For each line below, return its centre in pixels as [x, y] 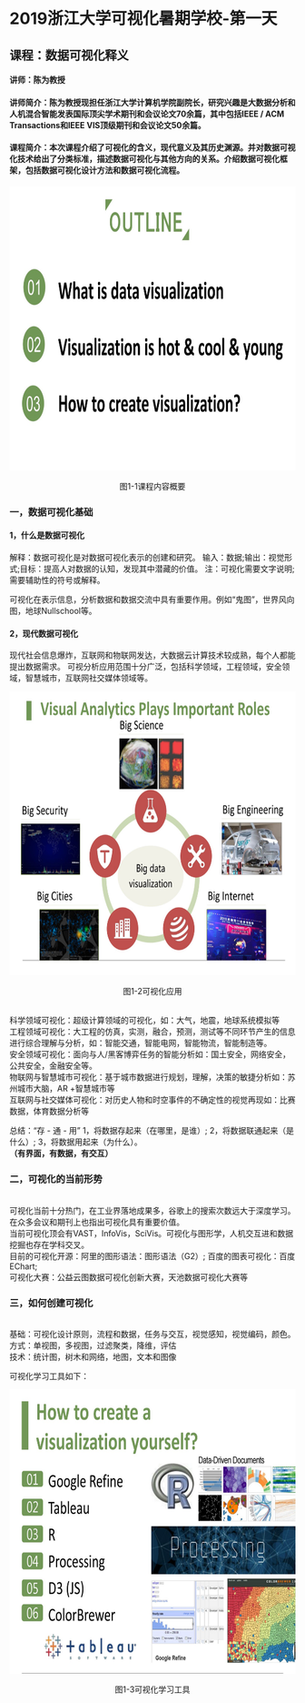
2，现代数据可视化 [44, 633]
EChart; [24, 1266]
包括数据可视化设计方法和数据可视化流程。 [104, 170]
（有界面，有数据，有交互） [61, 1154]
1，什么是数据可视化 [47, 535]
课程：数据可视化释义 [69, 55]
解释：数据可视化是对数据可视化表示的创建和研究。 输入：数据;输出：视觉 [147, 558]
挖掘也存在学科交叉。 [49, 1244]
